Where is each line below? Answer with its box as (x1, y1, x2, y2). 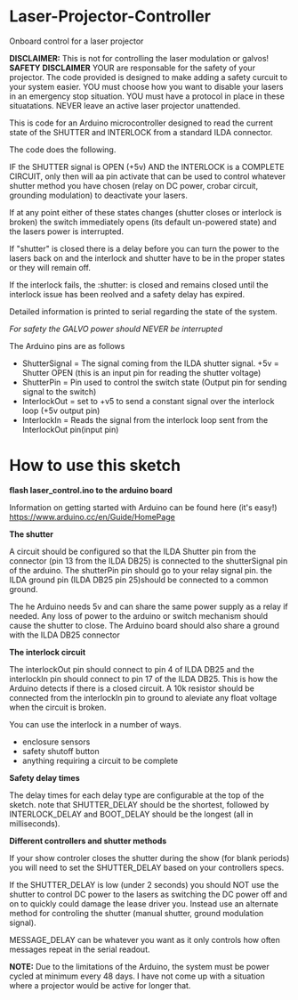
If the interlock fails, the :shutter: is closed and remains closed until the (9, 279, 269, 290)
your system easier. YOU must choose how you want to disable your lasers (9, 81, 284, 92)
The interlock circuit (9, 646, 86, 657)
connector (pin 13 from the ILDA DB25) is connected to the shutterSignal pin (9, 555, 288, 566)
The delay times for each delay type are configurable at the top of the (9, 790, 264, 801)
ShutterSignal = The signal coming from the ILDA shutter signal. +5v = (21, 358, 280, 369)
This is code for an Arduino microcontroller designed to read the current (9, 118, 274, 128)
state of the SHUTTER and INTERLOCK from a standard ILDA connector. (9, 126, 273, 137)
